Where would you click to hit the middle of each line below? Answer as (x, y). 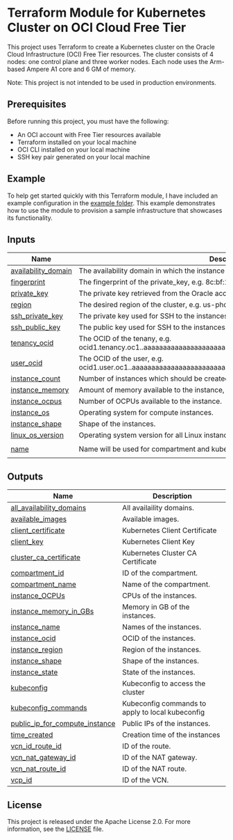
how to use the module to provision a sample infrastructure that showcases (115, 210)
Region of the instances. (162, 650)
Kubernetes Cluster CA (159, 553)
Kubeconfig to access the (164, 683)
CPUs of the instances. (159, 596)
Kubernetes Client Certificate (170, 530)
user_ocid (27, 363)
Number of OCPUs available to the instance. (150, 402)
